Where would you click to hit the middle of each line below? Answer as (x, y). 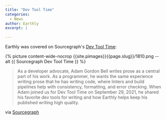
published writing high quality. (48, 102)
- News (16, 19)
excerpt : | (16, 28)
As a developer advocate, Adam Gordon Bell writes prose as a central (88, 71)
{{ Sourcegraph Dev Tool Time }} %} (48, 61)
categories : (17, 14)
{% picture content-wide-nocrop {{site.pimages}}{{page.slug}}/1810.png (80, 56)
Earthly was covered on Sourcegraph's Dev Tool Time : (61, 47)
